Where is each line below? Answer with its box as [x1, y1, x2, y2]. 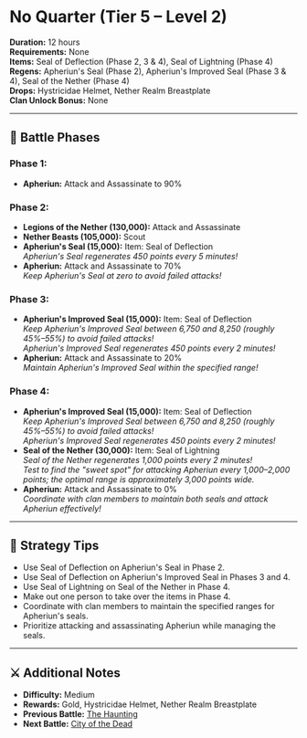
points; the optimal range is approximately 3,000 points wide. [22, 473, 255, 485]
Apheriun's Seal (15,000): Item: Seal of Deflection [22, 240, 214, 252]
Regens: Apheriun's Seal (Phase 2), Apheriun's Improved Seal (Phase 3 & [9, 66, 287, 77]
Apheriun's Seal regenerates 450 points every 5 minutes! [22, 250, 238, 261]
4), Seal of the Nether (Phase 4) [9, 75, 130, 86]
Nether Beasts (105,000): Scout [22, 231, 146, 242]
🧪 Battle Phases [9, 130, 101, 145]
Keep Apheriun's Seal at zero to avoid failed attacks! [22, 269, 222, 280]
